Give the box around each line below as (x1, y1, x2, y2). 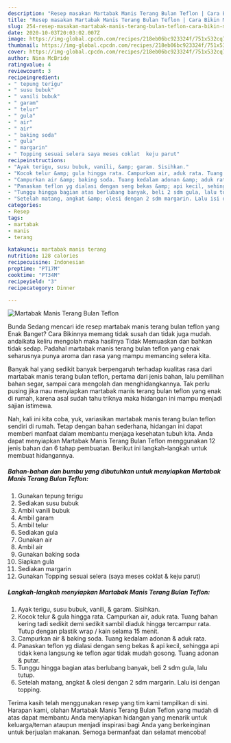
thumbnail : (8, 42, 39, 49)
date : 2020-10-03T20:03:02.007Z (8, 29, 100, 36)
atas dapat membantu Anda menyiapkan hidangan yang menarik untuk (8, 713, 208, 722)
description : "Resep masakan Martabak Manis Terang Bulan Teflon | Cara (8, 10, 220, 17)
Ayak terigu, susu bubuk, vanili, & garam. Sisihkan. (17, 606, 160, 614)
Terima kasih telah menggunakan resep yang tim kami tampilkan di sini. (8, 699, 209, 707)
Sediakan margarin (17, 565, 71, 573)
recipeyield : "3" (8, 278, 58, 285)
